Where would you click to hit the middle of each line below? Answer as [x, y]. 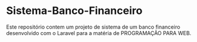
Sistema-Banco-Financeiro [74, 11]
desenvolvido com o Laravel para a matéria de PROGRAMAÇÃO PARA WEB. [99, 33]
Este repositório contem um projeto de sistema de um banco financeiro [93, 27]
